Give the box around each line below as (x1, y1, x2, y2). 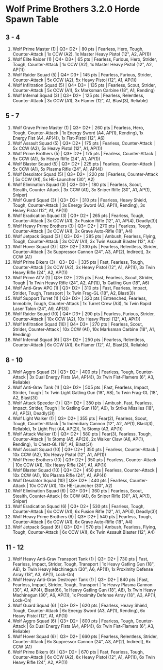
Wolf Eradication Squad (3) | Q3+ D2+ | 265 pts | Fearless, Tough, (12, 213, 145, 218)
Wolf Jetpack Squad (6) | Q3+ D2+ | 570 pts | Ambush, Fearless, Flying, (12, 524, 157, 530)
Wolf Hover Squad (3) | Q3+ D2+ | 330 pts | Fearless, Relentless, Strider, (12, 243, 158, 249)
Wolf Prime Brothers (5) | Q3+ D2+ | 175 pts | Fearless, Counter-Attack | (12, 150, 156, 156)
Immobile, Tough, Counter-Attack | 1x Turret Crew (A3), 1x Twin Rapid (12, 300, 152, 306)
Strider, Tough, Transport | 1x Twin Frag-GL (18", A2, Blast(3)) (12, 290, 135, 296)
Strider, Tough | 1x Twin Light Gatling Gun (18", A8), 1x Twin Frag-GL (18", (12, 389, 159, 395)
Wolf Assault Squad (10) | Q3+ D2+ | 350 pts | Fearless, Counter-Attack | (12, 446, 158, 452)
